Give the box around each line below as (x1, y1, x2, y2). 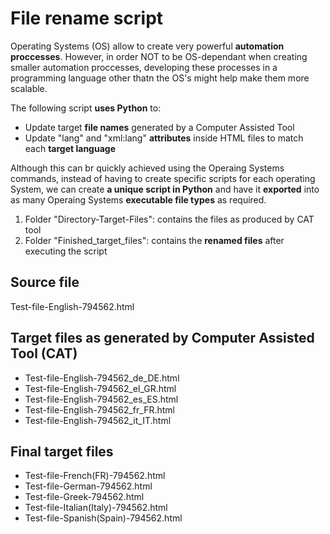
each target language (24, 142, 116, 154)
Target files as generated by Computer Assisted (10, 330, 315, 347)
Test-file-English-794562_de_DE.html (24, 372, 180, 384)
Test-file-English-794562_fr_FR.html (24, 403, 175, 416)
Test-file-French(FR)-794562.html (24, 470, 166, 482)
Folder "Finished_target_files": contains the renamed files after (24, 234, 285, 246)
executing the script (24, 245, 108, 257)
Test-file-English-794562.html (10, 300, 135, 312)
